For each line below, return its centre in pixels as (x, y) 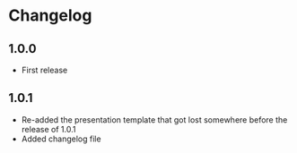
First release (44, 70)
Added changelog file (61, 139)
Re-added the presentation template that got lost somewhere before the (154, 119)
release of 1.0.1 (48, 129)
